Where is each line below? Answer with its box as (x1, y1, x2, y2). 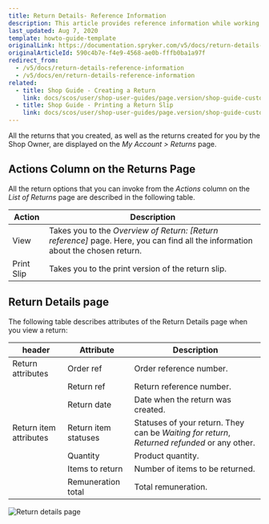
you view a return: (8, 325, 68, 335)
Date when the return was (134, 394, 232, 405)
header (22, 344, 50, 355)
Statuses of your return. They (134, 416, 245, 428)
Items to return (67, 463, 123, 474)
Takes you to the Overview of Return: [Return (49, 225, 219, 236)
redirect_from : (8, 57, 59, 65)
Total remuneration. (134, 481, 208, 492)
